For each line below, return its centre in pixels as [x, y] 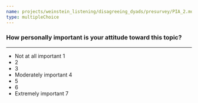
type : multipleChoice [33, 17]
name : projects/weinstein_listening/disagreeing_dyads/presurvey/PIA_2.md [100, 11]
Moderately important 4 [43, 75]
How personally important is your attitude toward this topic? [94, 38]
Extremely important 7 [42, 93]
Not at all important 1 [40, 56]
